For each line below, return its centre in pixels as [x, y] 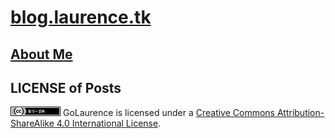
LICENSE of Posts [66, 87]
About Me [41, 54]
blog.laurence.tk [81, 17]
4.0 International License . [109, 123]
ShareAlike [32, 123]
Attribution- [300, 113]
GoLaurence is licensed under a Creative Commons [168, 113]
